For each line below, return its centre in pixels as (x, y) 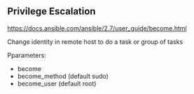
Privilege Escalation (51, 11)
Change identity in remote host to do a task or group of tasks (95, 42)
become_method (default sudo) (63, 76)
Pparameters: (27, 55)
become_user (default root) (57, 84)
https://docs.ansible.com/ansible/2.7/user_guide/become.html (97, 28)
